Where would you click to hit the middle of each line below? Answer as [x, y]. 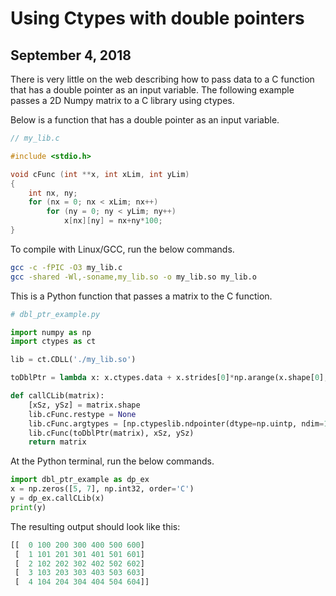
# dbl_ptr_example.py [55, 314]
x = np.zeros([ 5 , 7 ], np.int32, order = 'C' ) [102, 489]
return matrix [57, 442]
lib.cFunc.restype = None [82, 414]
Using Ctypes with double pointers [157, 18]
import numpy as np [51, 332]
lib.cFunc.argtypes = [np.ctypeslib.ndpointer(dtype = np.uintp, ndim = [176, 423]
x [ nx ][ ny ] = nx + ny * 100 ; [113, 221]
